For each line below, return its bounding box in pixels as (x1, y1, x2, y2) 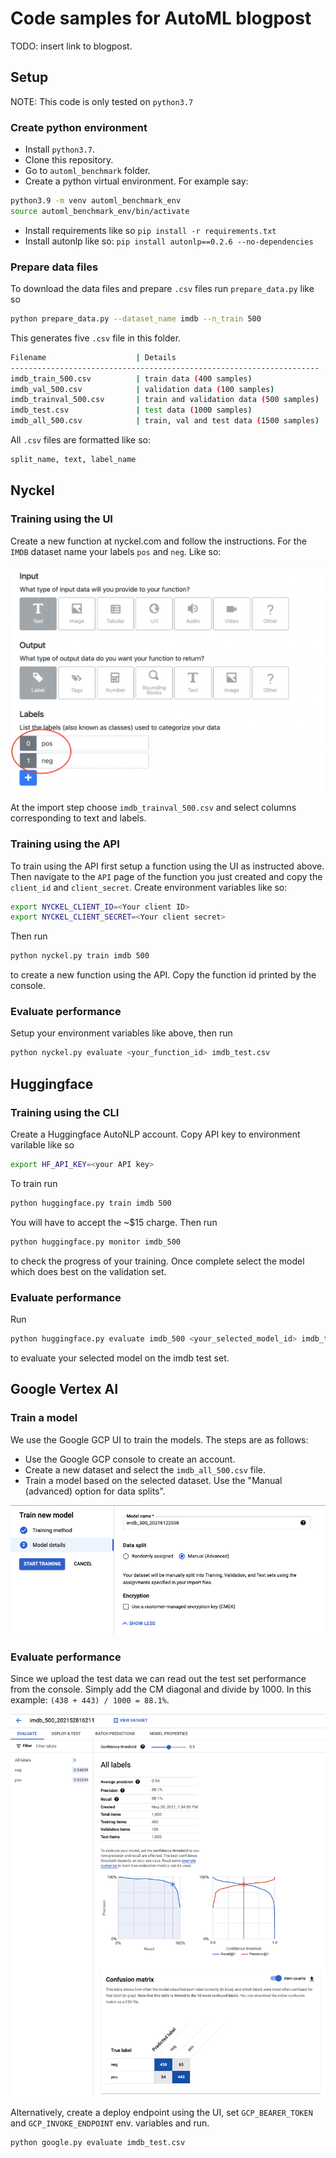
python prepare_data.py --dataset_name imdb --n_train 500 (10, 314, 262, 324)
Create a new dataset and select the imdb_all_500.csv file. (24, 1463, 267, 1476)
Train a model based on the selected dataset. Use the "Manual (24, 1474, 283, 1486)
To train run (10, 1177, 58, 1189)
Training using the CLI (10, 1105, 120, 1119)
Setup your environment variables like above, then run (10, 1027, 233, 1039)
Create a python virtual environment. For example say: (24, 175, 249, 187)
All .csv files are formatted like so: (10, 434, 151, 446)
